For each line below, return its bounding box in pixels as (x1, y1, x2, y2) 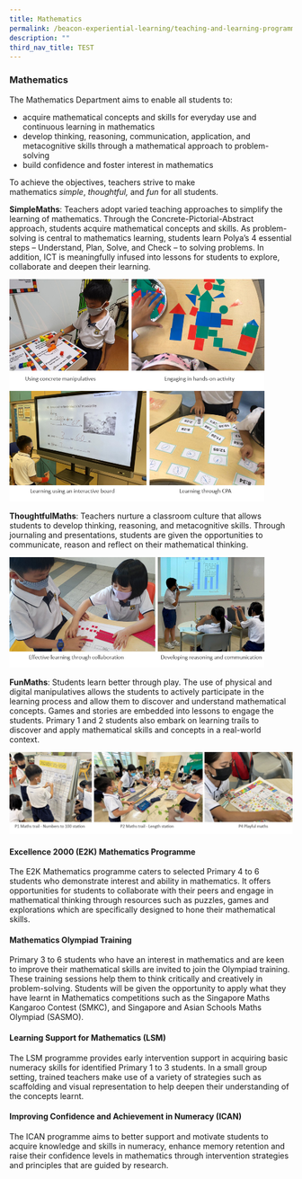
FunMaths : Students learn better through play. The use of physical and (9, 677, 272, 687)
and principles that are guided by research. (9, 1159, 169, 1170)
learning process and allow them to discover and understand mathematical (9, 696, 287, 707)
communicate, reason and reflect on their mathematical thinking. (9, 539, 249, 550)
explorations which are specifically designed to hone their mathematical (9, 904, 276, 916)
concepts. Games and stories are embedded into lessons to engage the (9, 705, 274, 716)
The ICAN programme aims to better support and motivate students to (9, 1130, 269, 1141)
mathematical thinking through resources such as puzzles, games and (9, 895, 270, 906)
